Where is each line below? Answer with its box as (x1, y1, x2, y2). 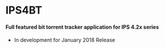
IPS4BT (5, 4, 42, 17)
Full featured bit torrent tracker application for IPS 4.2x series (5, 23, 159, 30)
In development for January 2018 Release (14, 37, 115, 44)
